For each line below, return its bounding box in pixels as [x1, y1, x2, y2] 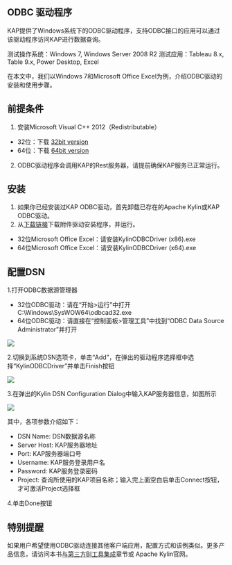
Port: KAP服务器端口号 [17, 450, 82, 458]
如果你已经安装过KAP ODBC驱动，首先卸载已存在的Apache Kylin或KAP [17, 203, 220, 211]
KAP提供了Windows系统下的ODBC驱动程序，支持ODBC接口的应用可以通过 [7, 26, 220, 35]
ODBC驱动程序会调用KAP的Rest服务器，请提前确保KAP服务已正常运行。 [17, 161, 224, 169]
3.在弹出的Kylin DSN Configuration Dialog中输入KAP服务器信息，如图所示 [7, 390, 217, 398]
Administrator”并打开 [17, 325, 78, 334]
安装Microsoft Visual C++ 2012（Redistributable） [17, 122, 161, 131]
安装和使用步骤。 [7, 81, 56, 89]
